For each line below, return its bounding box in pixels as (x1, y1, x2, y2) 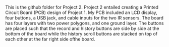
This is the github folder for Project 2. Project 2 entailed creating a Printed (5, 4, 159, 10)
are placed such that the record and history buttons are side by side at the (5, 25, 159, 31)
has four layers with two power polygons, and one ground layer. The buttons (5, 20, 164, 26)
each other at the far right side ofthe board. (5, 36, 95, 42)
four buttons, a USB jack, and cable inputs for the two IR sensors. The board (5, 15, 164, 20)
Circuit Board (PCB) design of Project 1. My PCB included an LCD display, (5, 9, 157, 15)
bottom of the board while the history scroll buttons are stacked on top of (5, 31, 158, 36)
